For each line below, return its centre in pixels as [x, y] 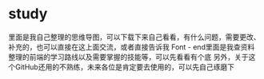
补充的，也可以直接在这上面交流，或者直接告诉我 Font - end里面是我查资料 [132, 47]
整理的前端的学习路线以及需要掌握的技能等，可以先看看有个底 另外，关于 [128, 57]
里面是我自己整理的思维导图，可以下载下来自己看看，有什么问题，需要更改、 [134, 37]
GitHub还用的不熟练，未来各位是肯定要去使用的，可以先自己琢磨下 [124, 67]
